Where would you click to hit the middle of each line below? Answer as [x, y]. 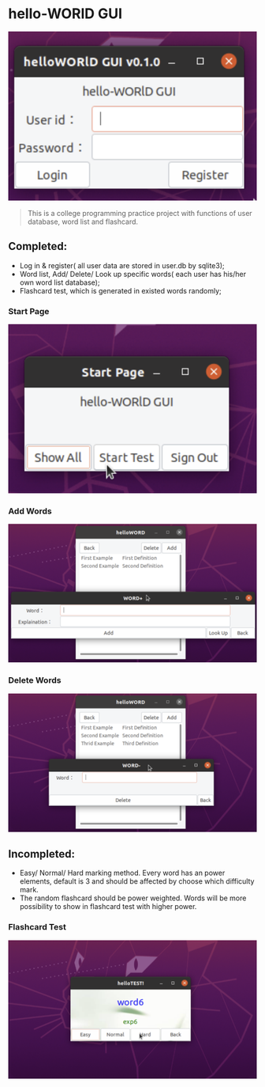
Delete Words [35, 680]
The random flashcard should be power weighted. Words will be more [133, 898]
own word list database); [60, 282]
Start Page [29, 311]
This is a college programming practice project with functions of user [140, 213]
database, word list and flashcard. [83, 222]
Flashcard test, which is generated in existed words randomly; [121, 290]
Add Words [30, 511]
